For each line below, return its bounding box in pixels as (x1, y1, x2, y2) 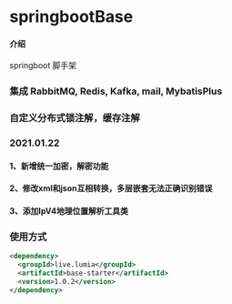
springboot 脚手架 (9, 60, 77, 71)
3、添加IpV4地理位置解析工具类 (9, 205, 129, 216)
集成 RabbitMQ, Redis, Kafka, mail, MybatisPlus (9, 85, 223, 97)
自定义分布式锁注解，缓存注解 (9, 112, 141, 125)
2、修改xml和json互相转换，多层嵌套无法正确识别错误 (9, 183, 213, 194)
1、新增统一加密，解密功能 (9, 160, 109, 171)
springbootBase (9, 6, 134, 27)
